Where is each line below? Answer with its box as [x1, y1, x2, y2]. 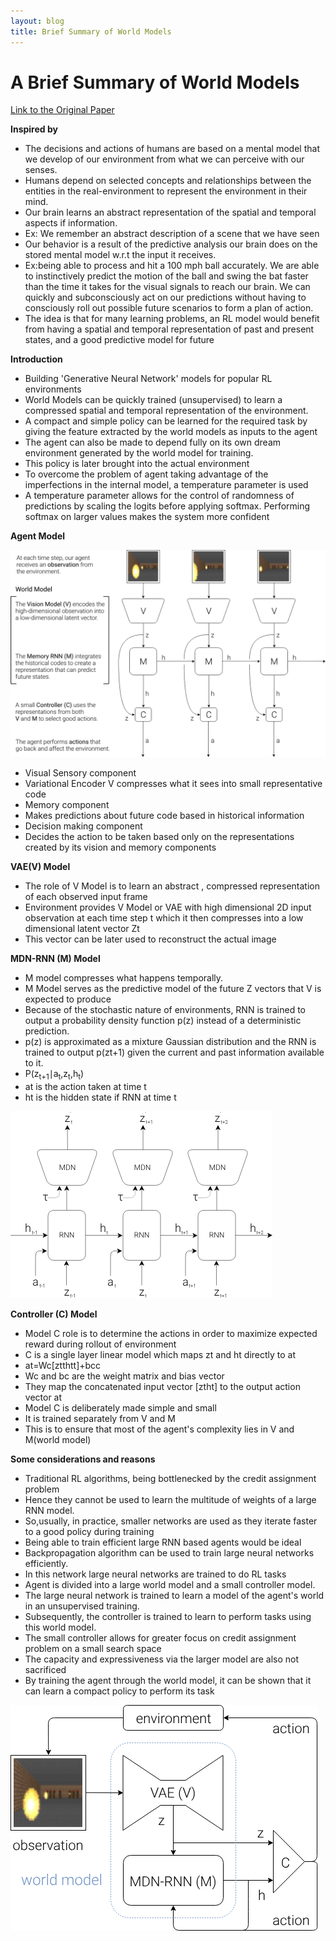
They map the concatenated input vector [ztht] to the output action [24, 1380, 301, 1392]
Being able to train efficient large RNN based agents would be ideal [24, 1536, 302, 1548]
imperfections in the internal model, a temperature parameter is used [24, 479, 309, 491]
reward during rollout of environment [24, 1338, 177, 1350]
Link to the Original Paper [10, 104, 115, 116]
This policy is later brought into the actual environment [24, 458, 250, 470]
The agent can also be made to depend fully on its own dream [24, 436, 282, 449]
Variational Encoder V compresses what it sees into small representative [24, 778, 323, 790]
